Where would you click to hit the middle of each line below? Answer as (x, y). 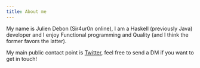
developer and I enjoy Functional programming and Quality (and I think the (98, 35)
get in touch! (22, 59)
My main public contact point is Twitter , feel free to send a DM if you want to (100, 52)
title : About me (26, 12)
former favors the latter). (36, 41)
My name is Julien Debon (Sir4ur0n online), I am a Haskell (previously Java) (99, 28)
